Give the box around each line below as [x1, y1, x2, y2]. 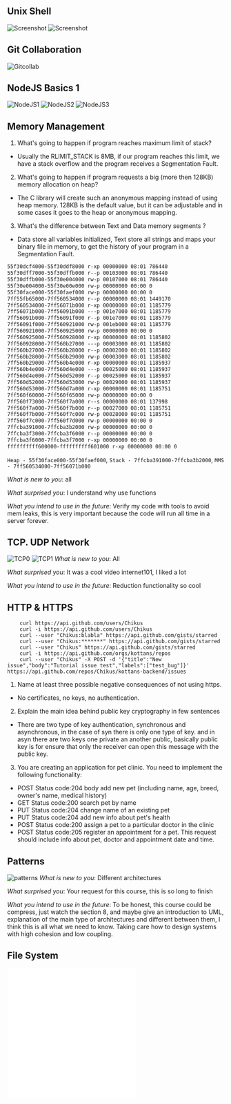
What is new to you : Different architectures [39, 874, 161, 882]
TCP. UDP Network [7, 537, 90, 549]
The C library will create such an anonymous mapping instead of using [17, 193, 219, 202]
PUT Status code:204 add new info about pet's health [17, 813, 170, 821]
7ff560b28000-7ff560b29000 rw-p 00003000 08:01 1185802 [7, 353, 171, 360]
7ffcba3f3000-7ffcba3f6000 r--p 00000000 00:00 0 [7, 430, 153, 437]
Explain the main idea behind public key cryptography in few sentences [17, 707, 221, 716]
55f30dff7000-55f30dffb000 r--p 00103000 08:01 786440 [7, 269, 168, 277]
